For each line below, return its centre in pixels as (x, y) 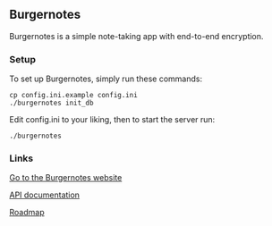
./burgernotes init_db (51, 103)
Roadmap (27, 213)
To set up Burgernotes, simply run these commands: (106, 79)
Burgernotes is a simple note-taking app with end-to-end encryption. (136, 36)
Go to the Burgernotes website (66, 178)
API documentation (45, 195)
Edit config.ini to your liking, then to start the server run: (112, 120)
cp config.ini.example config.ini (74, 96)
